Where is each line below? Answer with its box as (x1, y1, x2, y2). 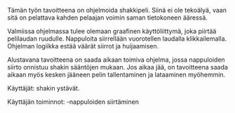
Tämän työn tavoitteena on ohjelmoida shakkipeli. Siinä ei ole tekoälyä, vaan (7, 6, 227, 14)
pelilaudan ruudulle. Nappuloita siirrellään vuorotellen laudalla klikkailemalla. (7, 34, 227, 43)
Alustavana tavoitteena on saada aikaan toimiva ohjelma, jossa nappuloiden (7, 55, 226, 64)
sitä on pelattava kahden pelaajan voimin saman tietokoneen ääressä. (7, 13, 208, 22)
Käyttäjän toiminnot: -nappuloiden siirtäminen (7, 98, 139, 106)
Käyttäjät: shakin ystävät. (7, 84, 80, 92)
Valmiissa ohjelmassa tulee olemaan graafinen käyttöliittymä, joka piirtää (7, 27, 217, 35)
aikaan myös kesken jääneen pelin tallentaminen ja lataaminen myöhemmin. (7, 70, 226, 79)
